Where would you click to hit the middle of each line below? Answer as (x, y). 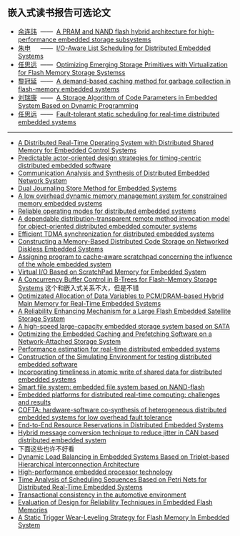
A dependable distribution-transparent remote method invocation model (124, 218)
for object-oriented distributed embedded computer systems (107, 226)
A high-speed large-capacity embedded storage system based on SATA (124, 326)
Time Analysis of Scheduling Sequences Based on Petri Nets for (112, 479)
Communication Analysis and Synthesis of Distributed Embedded (114, 173)
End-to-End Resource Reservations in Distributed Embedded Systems (120, 425)
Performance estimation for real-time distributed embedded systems (119, 349)
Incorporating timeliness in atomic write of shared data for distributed (120, 372)
